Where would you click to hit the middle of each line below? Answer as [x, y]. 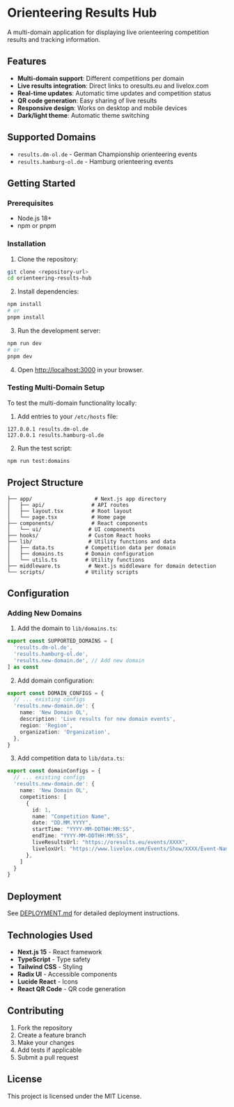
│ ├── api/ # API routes [68, 505]
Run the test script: [45, 448]
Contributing [36, 1011]
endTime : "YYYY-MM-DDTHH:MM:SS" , [81, 836]
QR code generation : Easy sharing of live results [87, 100]
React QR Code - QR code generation [71, 988]
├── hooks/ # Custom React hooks [79, 535]
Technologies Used [50, 935]
